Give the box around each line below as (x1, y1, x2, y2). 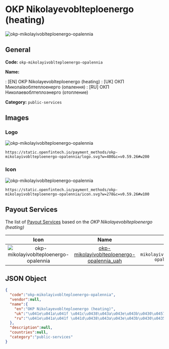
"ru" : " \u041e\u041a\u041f (14, 316, 69, 321)
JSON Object (5, 274, 47, 283)
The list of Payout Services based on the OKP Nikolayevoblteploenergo (5, 218, 152, 225)
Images (5, 113, 29, 122)
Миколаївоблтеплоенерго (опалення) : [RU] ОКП (5, 84, 110, 90)
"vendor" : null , (10, 297, 42, 302)
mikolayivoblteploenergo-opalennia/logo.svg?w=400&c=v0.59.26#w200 (5, 154, 150, 159)
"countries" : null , (10, 330, 49, 335)
